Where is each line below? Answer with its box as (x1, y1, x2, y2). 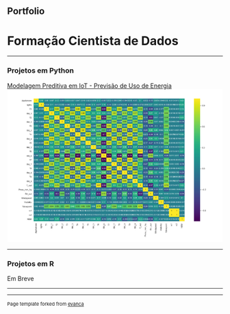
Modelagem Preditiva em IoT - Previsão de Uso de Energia (7, 82, 172, 90)
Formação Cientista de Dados (7, 33, 179, 49)
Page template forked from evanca (7, 300, 84, 307)
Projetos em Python (7, 66, 74, 75)
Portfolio (7, 5, 45, 17)
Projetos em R (7, 258, 55, 268)
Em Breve (7, 274, 34, 282)
